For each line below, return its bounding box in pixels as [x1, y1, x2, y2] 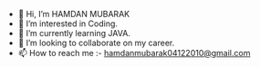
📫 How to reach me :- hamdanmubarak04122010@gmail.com [17, 48, 251, 58]
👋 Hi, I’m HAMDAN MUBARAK [17, 9, 130, 19]
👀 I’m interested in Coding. [17, 18, 119, 29]
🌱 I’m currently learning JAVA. [17, 28, 130, 38]
